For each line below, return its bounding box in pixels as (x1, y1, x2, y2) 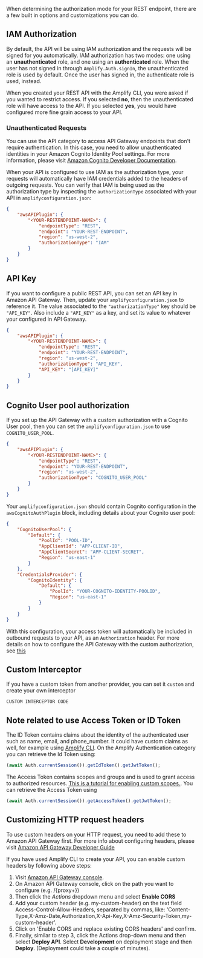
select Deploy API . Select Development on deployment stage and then (14, 938, 192, 945)
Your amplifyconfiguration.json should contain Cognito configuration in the (6, 503, 196, 510)
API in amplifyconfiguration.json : (6, 194, 92, 202)
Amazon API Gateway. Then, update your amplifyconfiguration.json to (6, 296, 184, 303)
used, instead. (6, 77, 42, 84)
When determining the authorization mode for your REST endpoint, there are (6, 5, 196, 12)
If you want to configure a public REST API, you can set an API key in (6, 289, 178, 296)
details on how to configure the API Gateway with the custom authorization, (6, 640, 195, 648)
